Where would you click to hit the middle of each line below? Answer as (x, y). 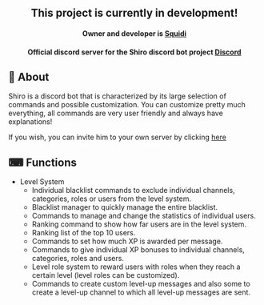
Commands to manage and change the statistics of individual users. (144, 216)
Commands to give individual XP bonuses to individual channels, (138, 250)
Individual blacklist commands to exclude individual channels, (133, 191)
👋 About (29, 76)
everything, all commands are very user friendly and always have (116, 113)
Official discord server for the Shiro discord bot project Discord (134, 52)
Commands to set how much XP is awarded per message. (127, 241)
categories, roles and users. (78, 259)
